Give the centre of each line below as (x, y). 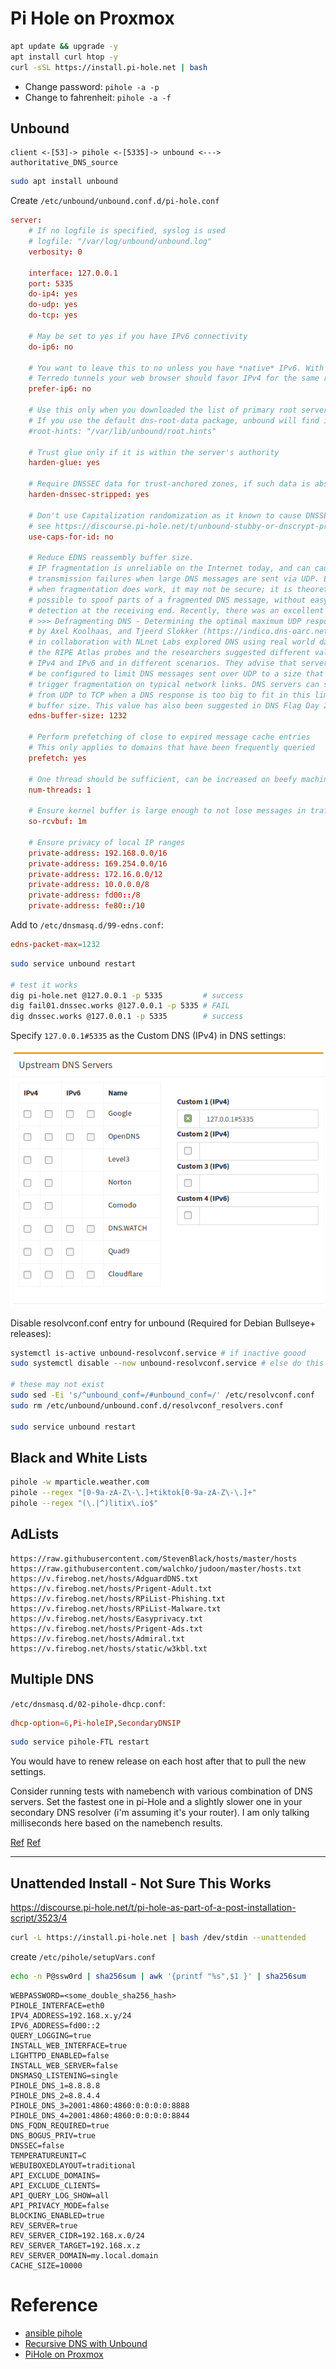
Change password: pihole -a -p (92, 86)
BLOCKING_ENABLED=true (57, 2215)
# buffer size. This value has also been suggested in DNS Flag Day (174, 705)
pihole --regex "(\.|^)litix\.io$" (84, 1503)
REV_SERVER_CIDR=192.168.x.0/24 (77, 2235)
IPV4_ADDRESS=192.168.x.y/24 (71, 2015)
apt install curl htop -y (64, 57)
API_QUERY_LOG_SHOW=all (60, 2195)
